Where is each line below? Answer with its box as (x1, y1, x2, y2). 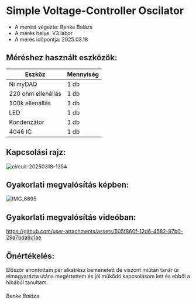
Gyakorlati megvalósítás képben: (6, 179, 129, 189)
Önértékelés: (6, 251, 54, 261)
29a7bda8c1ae (6, 234, 42, 241)
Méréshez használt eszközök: (6, 53, 118, 63)
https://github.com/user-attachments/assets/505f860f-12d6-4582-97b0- (6, 228, 183, 235)
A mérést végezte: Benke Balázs (14, 23, 92, 30)
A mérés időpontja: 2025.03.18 (14, 36, 88, 43)
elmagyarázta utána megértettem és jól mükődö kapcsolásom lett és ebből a (6, 273, 190, 279)
